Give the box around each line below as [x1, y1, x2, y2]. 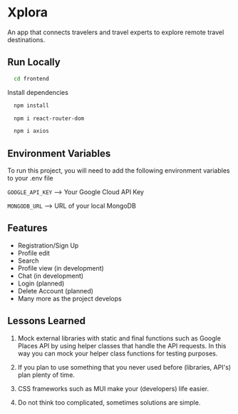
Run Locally [7, 56, 61, 69]
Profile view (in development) [17, 263, 105, 272]
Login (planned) [17, 279, 65, 288]
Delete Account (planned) [17, 286, 94, 295]
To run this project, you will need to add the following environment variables [7, 166, 230, 175]
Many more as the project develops [17, 294, 123, 303]
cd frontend [14, 75, 50, 82]
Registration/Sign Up [17, 241, 79, 250]
